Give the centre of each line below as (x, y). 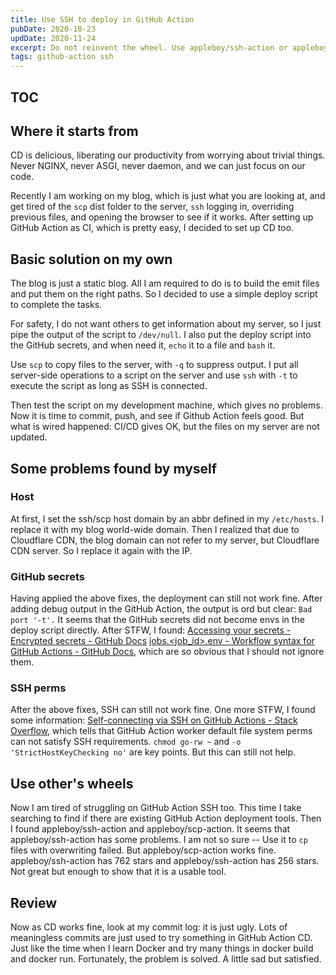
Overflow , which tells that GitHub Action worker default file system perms (161, 731)
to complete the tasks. (56, 305)
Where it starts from (74, 131)
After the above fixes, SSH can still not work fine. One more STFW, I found (163, 710)
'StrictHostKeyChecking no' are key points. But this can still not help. (153, 752)
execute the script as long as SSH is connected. (109, 386)
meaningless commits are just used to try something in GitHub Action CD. (161, 938)
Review (34, 902)
